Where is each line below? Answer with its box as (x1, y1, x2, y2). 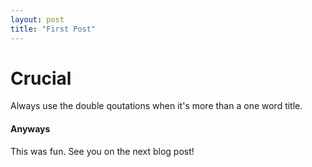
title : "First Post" (10, 24, 97, 34)
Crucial (10, 67, 72, 90)
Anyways (10, 123, 51, 135)
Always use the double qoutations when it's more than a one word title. (10, 100, 303, 112)
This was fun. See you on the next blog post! (10, 145, 195, 157)
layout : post (10, 14, 65, 25)
